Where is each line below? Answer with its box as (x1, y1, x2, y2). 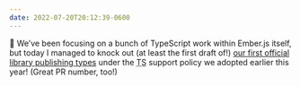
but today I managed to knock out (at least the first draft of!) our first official (9, 47, 290, 58)
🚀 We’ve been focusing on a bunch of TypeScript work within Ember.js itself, (9, 38, 292, 48)
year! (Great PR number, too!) (9, 66, 119, 77)
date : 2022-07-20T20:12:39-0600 (9, 13, 130, 22)
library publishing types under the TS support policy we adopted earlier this (9, 56, 289, 67)
